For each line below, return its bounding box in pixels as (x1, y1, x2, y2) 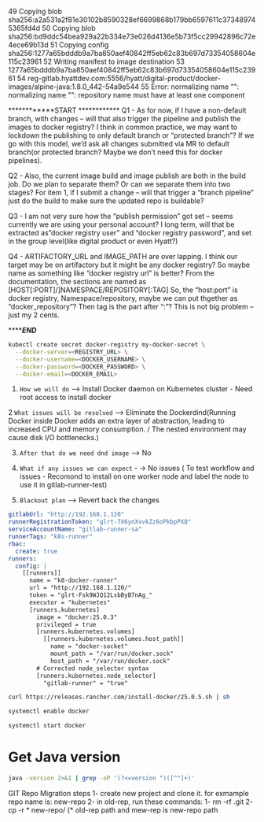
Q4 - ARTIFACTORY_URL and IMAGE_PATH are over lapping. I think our (8, 252, 238, 261)
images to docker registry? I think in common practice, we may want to (8, 122, 238, 131)
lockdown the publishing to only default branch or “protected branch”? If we (8, 131, 255, 140)
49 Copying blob (8, 7, 63, 16)
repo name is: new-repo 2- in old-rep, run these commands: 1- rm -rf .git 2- (8, 797, 254, 806)
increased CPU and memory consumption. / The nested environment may (8, 424, 247, 434)
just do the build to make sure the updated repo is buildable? (8, 196, 204, 205)
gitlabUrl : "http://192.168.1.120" (8, 511, 125, 519)
